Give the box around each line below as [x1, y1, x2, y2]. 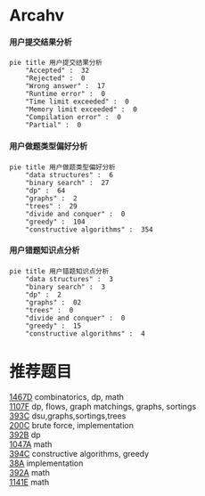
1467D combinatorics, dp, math [9, 391, 125, 402]
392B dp [9, 429, 42, 440]
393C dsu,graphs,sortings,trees [9, 411, 127, 421]
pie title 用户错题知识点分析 [9, 266, 110, 276]
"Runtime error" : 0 [25, 90, 105, 99]
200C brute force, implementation [9, 419, 134, 430]
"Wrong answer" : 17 [25, 82, 105, 91]
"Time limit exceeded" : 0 [25, 97, 129, 107]
